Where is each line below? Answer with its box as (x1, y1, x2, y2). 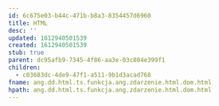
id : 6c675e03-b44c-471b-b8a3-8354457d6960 (8, 11, 151, 20)
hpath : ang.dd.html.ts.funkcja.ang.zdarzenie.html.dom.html (8, 85, 213, 94)
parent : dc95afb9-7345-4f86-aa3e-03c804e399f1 (8, 57, 166, 65)
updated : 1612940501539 (8, 33, 88, 42)
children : (8, 64, 41, 72)
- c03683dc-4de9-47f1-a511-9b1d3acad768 (15, 71, 151, 79)
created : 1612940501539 (8, 41, 88, 49)
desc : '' (8, 26, 37, 34)
